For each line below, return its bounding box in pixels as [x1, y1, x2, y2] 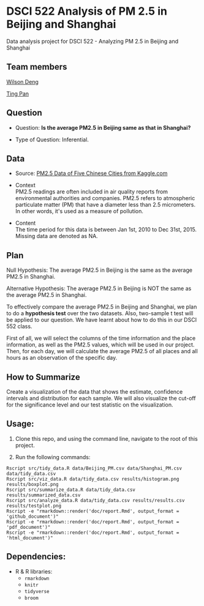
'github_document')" [6, 513, 59, 520]
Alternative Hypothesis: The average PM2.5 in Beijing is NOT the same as [6, 285, 192, 292]
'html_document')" [6, 534, 53, 541]
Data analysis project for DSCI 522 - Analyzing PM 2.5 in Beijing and [6, 37, 179, 45]
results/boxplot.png [6, 481, 59, 487]
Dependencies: [6, 552, 66, 562]
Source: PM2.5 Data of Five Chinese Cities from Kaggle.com [15, 170, 168, 177]
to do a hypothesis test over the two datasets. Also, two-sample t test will [6, 310, 194, 317]
